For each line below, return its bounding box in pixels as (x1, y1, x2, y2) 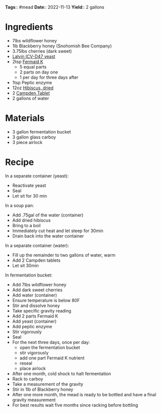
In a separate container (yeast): (5, 172, 69, 179)
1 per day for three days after (19, 74, 79, 80)
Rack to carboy (12, 376, 43, 381)
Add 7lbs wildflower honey (12, 281, 66, 287)
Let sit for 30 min (12, 193, 47, 199)
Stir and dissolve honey (12, 303, 60, 309)
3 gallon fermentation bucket (12, 129, 71, 135)
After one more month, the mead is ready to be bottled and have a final (12, 391, 157, 397)
